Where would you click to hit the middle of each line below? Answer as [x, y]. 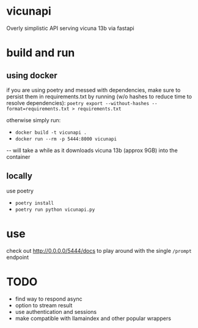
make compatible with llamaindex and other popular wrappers [93, 318]
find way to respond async [49, 299]
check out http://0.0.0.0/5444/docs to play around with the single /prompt [99, 250]
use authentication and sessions [56, 312]
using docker [32, 75]
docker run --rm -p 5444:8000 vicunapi [66, 139]
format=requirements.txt [38, 109]
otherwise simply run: [34, 120]
